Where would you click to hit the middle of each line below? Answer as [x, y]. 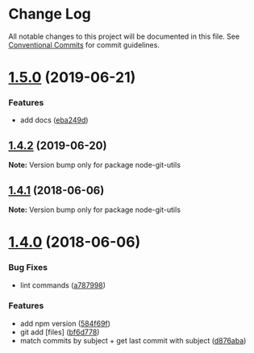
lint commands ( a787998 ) [63, 285]
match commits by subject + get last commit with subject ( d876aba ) [133, 340]
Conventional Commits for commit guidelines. [84, 44]
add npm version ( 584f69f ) [65, 323]
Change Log [50, 14]
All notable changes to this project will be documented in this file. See [124, 36]
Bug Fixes [28, 268]
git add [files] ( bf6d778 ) [60, 332]
